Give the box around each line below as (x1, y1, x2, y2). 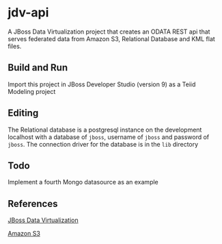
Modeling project (8, 87, 56, 95)
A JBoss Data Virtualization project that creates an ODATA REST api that (8, 27, 210, 36)
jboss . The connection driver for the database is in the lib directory (8, 140, 199, 148)
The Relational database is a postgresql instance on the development (8, 125, 202, 134)
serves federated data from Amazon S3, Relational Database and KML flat (8, 34, 216, 42)
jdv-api (8, 5, 49, 21)
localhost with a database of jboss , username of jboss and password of (8, 132, 210, 141)
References (8, 197, 58, 210)
